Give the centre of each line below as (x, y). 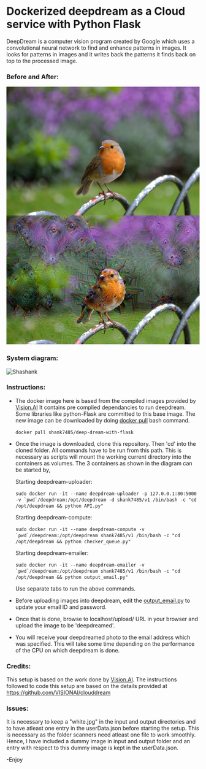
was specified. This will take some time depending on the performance (105, 644)
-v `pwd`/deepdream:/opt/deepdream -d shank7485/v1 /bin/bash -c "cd (106, 500)
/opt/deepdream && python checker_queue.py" (73, 541)
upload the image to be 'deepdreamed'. (65, 625)
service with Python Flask (74, 24)
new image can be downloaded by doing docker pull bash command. (102, 420)
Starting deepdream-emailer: (52, 553)
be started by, (33, 470)
